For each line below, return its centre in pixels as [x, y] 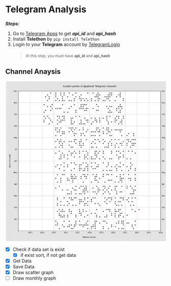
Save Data [24, 267]
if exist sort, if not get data [48, 255]
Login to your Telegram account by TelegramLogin [66, 44]
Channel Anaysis [33, 72]
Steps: [12, 24]
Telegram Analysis [46, 9]
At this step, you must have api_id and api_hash [68, 56]
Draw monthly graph [34, 278]
